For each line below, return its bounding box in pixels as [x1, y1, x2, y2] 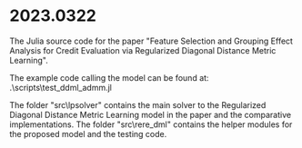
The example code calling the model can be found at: [9, 72, 209, 83]
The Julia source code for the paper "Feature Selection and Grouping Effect [9, 35, 294, 46]
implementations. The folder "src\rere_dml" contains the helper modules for [9, 119, 293, 130]
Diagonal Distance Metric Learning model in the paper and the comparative [9, 109, 292, 120]
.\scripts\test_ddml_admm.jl [9, 82, 112, 93]
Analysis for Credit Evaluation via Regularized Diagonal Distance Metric [9, 44, 277, 55]
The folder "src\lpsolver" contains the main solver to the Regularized [9, 99, 267, 110]
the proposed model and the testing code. [9, 128, 167, 139]
